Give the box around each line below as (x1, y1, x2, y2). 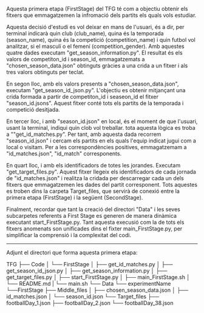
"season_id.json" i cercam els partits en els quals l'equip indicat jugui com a (6, 137, 196, 144)
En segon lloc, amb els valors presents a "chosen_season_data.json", (6, 80, 179, 87)
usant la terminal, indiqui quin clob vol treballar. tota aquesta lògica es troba (6, 124, 195, 131)
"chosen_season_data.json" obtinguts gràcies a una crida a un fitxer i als (6, 62, 188, 69)
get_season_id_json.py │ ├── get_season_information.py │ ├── (6, 267, 168, 274)
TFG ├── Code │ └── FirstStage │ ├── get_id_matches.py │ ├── (6, 261, 173, 268)
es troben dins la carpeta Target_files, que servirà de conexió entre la (6, 187, 180, 195)
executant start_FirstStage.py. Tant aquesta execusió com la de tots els (6, 218, 185, 226)
